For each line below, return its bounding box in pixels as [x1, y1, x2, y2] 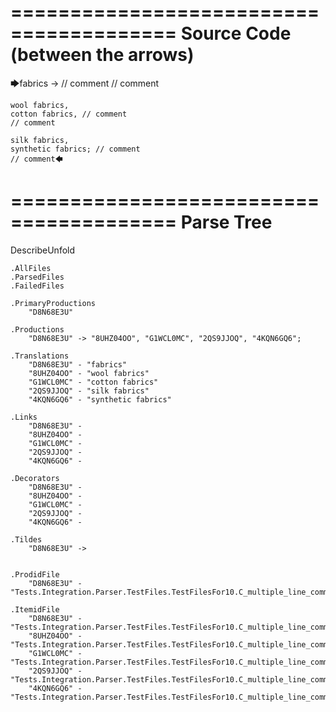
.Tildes [10, 534, 43, 545]
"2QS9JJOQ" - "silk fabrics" [28, 386, 150, 396]
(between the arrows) [10, 44, 195, 66]
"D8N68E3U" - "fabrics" [28, 359, 128, 370]
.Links [10, 412, 38, 422]
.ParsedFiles [10, 272, 65, 282]
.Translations [10, 351, 70, 361]
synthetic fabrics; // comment [10, 144, 141, 154]
